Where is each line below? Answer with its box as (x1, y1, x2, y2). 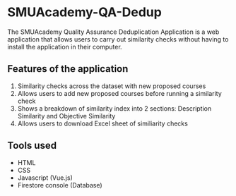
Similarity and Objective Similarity (17, 111, 116, 120)
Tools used (7, 140, 57, 152)
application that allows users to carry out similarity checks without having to (7, 35, 229, 43)
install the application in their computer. (7, 42, 122, 51)
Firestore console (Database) (17, 180, 102, 189)
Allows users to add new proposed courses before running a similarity (17, 89, 223, 97)
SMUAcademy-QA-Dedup (7, 4, 163, 20)
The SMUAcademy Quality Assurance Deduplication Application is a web (7, 27, 220, 36)
